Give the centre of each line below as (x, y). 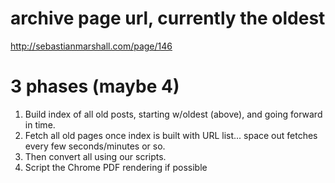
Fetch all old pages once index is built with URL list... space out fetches (171, 135)
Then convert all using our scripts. (95, 156)
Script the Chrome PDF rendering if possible (116, 167)
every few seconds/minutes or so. (95, 146)
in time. (40, 124)
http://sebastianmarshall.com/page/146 (91, 46)
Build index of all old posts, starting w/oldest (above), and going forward (173, 114)
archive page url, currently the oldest (168, 18)
